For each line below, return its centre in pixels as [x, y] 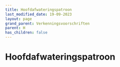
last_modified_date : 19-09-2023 [38, 14]
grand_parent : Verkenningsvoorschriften [48, 23]
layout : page [19, 19]
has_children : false [27, 33]
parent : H [15, 28]
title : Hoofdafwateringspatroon [38, 10]
